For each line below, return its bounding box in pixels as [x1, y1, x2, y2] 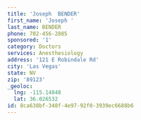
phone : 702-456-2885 [7, 30, 68, 37]
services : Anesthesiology [7, 50, 83, 57]
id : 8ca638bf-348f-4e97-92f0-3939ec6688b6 [7, 102, 134, 109]
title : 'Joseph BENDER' [7, 10, 80, 18]
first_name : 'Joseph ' [7, 17, 74, 24]
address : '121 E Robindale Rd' [7, 56, 99, 64]
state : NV [7, 69, 37, 76]
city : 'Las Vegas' [7, 63, 61, 70]
